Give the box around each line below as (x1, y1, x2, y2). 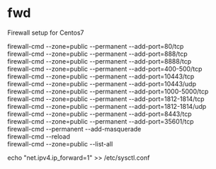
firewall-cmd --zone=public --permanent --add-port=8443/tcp (7, 110, 192, 118)
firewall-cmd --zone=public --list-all (7, 139, 113, 148)
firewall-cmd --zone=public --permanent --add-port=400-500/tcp (7, 64, 203, 73)
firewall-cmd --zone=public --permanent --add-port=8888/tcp (7, 57, 192, 65)
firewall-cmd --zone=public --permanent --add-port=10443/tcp (7, 72, 195, 81)
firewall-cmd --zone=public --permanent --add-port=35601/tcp (7, 117, 194, 125)
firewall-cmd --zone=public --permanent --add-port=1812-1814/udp (7, 102, 207, 110)
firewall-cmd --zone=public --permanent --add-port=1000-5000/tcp (7, 87, 209, 95)
